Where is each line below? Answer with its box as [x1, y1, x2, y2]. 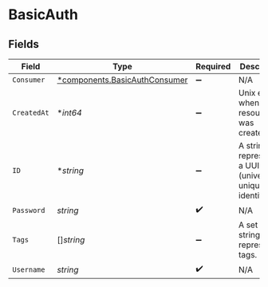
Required [195, 61, 231, 72]
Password [12, 206, 45, 214]
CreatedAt [12, 108, 49, 117]
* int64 [57, 108, 82, 118]
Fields [8, 37, 40, 51]
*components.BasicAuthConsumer [57, 74, 188, 85]
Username [12, 265, 45, 274]
